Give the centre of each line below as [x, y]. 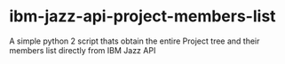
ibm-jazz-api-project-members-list [143, 16]
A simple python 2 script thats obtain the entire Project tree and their [135, 41]
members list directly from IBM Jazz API [83, 50]
